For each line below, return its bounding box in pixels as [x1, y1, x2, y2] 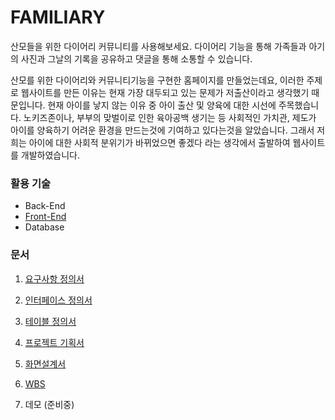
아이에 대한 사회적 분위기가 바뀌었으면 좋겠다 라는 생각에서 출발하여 [28, 136, 291, 148]
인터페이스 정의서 [24, 294, 93, 306]
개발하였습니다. [20, 149, 81, 161]
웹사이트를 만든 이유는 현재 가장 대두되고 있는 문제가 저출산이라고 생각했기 [20, 86, 310, 98]
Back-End [24, 200, 66, 212]
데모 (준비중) [24, 398, 75, 410]
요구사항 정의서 [24, 272, 85, 285]
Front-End [24, 211, 67, 223]
